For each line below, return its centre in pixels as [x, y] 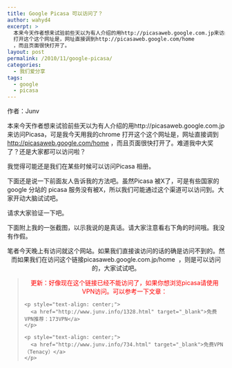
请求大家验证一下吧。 [37, 213]
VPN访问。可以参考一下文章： [125, 291]
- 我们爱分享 [30, 71]
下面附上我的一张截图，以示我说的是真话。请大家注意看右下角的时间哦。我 [113, 228]
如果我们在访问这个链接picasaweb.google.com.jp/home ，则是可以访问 [119, 260]
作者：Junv [23, 111]
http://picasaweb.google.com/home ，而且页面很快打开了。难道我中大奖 [110, 143]
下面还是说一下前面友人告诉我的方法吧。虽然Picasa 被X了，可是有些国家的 [113, 181]
